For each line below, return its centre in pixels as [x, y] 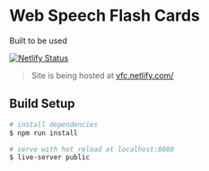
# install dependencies [54, 124]
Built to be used [38, 40]
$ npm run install [44, 133]
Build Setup [42, 104]
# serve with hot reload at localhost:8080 [92, 149]
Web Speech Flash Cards [104, 16]
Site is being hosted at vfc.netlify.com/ [102, 75]
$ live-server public [50, 157]
